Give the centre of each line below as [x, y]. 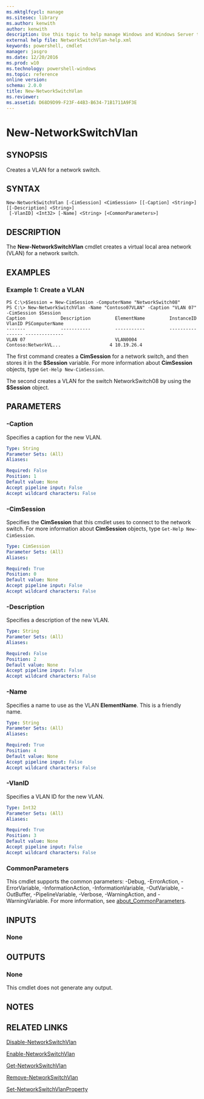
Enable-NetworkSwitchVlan [41, 1054]
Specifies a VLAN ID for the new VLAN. [55, 796]
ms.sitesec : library [32, 18]
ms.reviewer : [23, 97]
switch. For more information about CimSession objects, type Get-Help [95, 528]
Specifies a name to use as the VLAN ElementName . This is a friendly [94, 705]
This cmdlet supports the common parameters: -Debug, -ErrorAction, [93, 882]
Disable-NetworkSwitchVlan [42, 1042]
